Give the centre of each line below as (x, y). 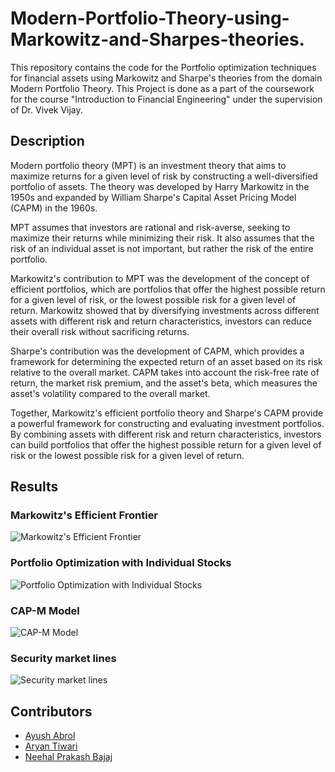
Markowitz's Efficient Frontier (84, 515)
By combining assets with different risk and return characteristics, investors (166, 434)
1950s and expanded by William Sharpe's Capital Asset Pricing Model (153, 197)
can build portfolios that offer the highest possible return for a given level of (166, 444)
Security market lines (63, 658)
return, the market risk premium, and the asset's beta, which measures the (164, 383)
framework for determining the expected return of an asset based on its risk (166, 361)
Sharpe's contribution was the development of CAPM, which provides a (157, 351)
